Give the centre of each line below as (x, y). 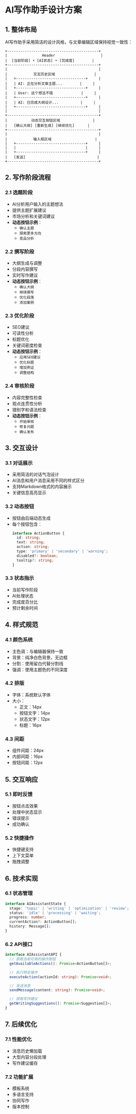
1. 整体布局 (21, 29)
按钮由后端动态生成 (31, 518)
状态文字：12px (34, 719)
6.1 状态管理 (19, 893)
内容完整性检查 (27, 397)
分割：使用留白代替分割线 (38, 663)
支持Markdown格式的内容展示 (42, 487)
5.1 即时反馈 (19, 794)
